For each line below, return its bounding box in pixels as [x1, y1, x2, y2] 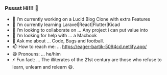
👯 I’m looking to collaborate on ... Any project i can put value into [12, 27, 148, 33]
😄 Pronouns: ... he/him [12, 51, 61, 57]
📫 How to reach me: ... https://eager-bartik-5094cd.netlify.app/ [12, 43, 147, 50]
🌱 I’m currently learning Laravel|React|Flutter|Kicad [12, 21, 121, 28]
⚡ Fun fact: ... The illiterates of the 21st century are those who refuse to [12, 57, 162, 63]
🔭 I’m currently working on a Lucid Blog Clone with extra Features [12, 16, 151, 22]
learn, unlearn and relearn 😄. [12, 64, 75, 70]
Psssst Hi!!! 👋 [5, 5, 39, 12]
